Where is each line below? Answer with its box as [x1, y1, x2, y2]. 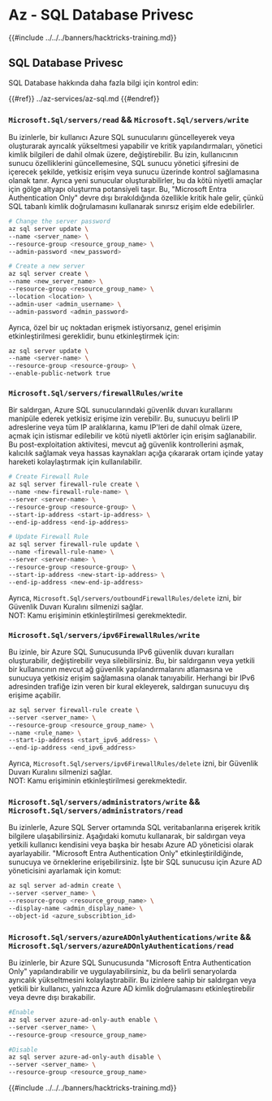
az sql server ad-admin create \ [8, 881, 122, 890]
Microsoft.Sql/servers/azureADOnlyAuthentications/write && [8, 931, 252, 942]
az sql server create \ [8, 270, 89, 278]
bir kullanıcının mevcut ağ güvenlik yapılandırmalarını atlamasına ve [8, 664, 233, 674]
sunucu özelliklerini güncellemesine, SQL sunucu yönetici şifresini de [8, 159, 240, 168]
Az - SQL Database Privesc [8, 6, 194, 24]
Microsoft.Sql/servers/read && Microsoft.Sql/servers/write [8, 114, 249, 125]
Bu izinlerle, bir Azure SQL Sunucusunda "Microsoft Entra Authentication [8, 958, 252, 968]
